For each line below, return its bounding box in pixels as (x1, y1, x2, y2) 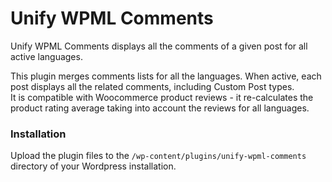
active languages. (10, 50, 83, 62)
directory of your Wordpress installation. (10, 160, 177, 172)
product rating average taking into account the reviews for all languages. (10, 102, 310, 114)
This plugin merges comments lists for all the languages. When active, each (10, 70, 322, 82)
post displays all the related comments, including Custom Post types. (10, 80, 295, 92)
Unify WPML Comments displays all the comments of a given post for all (10, 40, 308, 52)
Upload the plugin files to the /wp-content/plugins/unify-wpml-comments (10, 150, 307, 162)
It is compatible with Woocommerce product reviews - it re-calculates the (10, 91, 314, 103)
